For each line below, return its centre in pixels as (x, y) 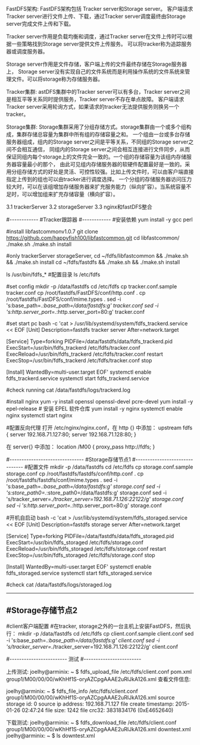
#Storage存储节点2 (42, 611)
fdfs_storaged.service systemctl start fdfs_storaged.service (79, 573)
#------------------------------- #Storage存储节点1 (68, 459)
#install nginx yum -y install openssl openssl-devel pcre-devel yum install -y (100, 401)
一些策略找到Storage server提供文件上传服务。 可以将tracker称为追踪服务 (101, 44)
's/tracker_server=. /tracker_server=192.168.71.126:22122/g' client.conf (92, 646)
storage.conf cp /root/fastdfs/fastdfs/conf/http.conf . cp (75, 474)
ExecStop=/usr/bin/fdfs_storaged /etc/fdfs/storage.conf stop (81, 555)
